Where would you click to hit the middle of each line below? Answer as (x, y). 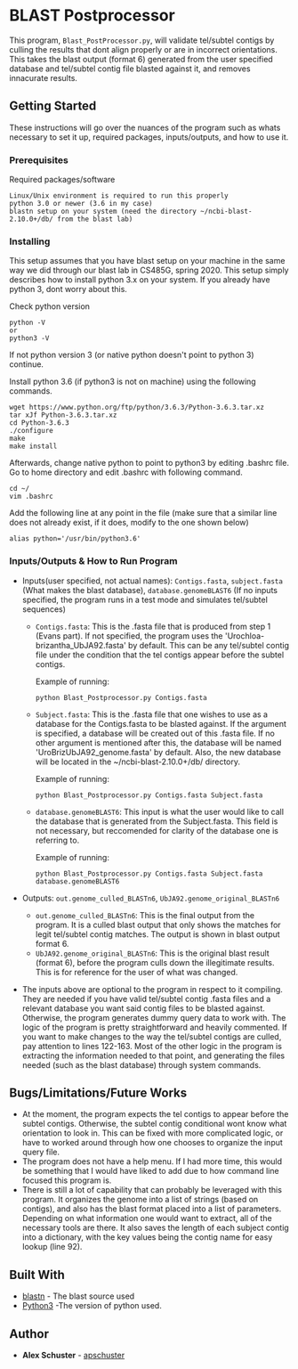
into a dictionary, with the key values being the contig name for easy (147, 1237)
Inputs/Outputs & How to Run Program (93, 561)
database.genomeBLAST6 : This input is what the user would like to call (160, 811)
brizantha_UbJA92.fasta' (81, 645)
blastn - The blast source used (78, 1296)
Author (29, 1334)
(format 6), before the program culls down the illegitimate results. (155, 962)
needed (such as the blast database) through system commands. (141, 1064)
